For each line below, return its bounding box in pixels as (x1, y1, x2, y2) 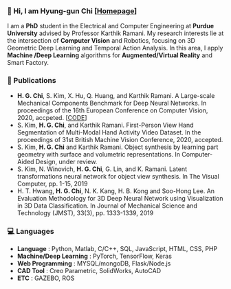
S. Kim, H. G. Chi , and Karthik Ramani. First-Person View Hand (16, 121, 194, 129)
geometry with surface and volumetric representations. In (16, 150, 181, 158)
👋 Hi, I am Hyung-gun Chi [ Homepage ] (7, 6, 137, 16)
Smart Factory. (7, 59, 49, 67)
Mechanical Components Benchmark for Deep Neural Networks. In (16, 99, 207, 107)
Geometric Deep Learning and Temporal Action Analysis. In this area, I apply (7, 44, 223, 52)
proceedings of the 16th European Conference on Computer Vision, (16, 106, 208, 114)
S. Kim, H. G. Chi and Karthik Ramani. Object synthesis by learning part (16, 143, 219, 151)
